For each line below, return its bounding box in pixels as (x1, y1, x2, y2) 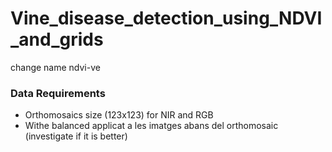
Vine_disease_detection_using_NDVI (10, 7, 323, 30)
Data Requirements (10, 86, 106, 100)
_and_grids (10, 28, 104, 51)
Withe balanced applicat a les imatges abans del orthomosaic (24, 120, 279, 132)
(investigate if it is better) (24, 130, 128, 142)
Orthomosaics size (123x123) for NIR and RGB (24, 109, 214, 121)
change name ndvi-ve (10, 61, 101, 73)
